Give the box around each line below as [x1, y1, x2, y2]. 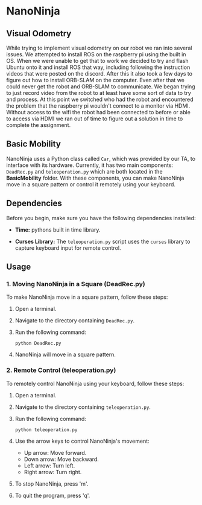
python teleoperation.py [14, 426, 78, 433]
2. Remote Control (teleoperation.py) [6, 366, 116, 374]
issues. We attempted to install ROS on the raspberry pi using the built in [6, 51, 186, 58]
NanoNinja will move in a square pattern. [14, 351, 116, 358]
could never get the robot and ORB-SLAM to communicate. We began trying [6, 83, 195, 90]
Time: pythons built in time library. [14, 226, 101, 233]
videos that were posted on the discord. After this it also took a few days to [6, 70, 193, 77]
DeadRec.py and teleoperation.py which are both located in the [6, 168, 163, 175]
